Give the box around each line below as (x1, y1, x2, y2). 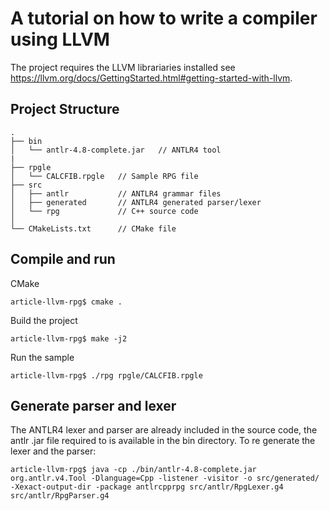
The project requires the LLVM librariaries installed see (10, 61, 236, 73)
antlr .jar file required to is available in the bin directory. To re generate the (10, 435, 316, 447)
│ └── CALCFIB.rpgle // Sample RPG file (10, 171, 199, 181)
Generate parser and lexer (10, 397, 177, 414)
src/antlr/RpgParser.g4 (10, 491, 110, 501)
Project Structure (10, 101, 120, 118)
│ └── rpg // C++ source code (10, 206, 199, 216)
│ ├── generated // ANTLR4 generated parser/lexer (10, 197, 262, 207)
